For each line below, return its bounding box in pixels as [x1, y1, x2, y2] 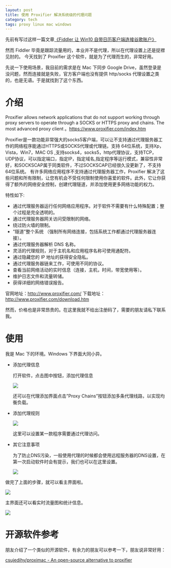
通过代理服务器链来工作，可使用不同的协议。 [12, 261, 107, 267]
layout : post [5, 7, 33, 13]
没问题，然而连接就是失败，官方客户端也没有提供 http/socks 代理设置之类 [5, 71, 159, 77]
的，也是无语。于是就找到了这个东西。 [5, 77, 85, 83]
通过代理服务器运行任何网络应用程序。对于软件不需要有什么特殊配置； [12, 203, 160, 209]
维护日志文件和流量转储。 [12, 273, 67, 279]
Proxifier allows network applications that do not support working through [5, 114, 160, 121]
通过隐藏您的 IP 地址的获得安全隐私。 [12, 254, 91, 261]
